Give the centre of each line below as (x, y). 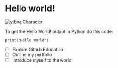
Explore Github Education (38, 49)
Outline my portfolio (32, 55)
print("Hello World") (27, 40)
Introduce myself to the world (42, 60)
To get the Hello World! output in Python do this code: (59, 31)
